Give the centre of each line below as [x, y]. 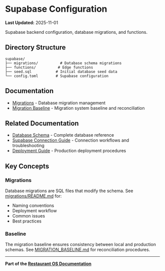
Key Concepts [27, 166]
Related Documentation [42, 123]
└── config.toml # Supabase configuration [57, 76]
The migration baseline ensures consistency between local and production [81, 245]
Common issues [28, 216]
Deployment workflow [35, 211]
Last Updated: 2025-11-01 [32, 23]
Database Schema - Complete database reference [63, 135]
